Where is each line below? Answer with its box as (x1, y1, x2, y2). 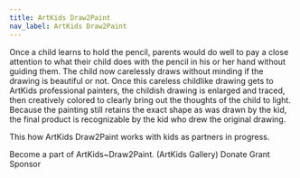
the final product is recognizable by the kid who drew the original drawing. (9, 114, 286, 125)
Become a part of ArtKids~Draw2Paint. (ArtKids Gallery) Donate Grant (9, 148, 271, 159)
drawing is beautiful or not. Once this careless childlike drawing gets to (9, 75, 274, 86)
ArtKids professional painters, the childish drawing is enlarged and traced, (9, 85, 286, 96)
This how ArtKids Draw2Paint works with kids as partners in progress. (9, 131, 270, 142)
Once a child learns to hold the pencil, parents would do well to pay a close (9, 46, 289, 57)
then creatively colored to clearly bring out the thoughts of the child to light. (9, 94, 291, 105)
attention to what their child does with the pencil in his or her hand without (9, 56, 286, 67)
